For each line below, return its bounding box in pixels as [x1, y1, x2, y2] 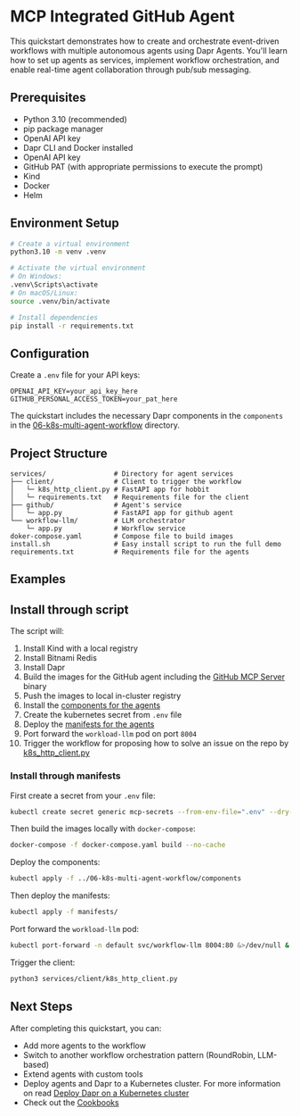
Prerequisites [10, 90, 86, 105]
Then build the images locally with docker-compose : [10, 823, 196, 834]
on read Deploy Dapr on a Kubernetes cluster [22, 1087, 190, 1098]
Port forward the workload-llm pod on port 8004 [22, 729, 197, 739]
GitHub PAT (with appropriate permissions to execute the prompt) [22, 161, 264, 171]
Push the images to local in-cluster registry [22, 690, 182, 702]
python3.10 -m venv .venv [10, 247, 106, 256]
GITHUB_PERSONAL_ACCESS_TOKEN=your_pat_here [10, 395, 178, 404]
